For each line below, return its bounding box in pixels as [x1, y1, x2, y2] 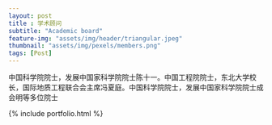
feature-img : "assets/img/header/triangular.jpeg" [8, 34, 183, 43]
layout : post [8, 11, 53, 20]
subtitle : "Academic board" [8, 27, 104, 35]
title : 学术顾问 [8, 19, 62, 27]
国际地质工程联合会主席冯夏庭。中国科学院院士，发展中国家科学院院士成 [22, 82, 264, 92]
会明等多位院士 [8, 93, 58, 102]
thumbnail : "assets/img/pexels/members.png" [8, 42, 161, 50]
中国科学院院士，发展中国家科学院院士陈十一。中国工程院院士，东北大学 [8, 73, 249, 81]
